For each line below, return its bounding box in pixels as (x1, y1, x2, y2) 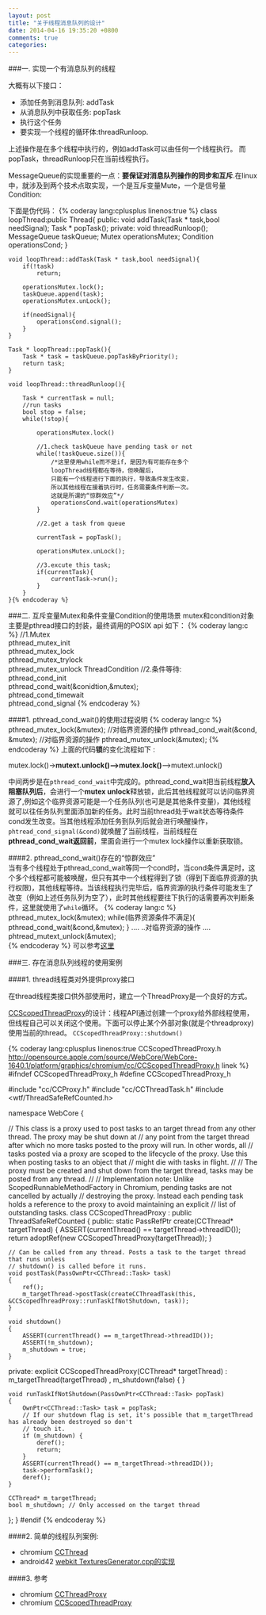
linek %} (221, 1061, 249, 1070)
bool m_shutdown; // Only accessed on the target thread (8, 1502, 200, 1510)
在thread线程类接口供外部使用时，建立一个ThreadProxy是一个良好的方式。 (8, 992, 252, 1001)
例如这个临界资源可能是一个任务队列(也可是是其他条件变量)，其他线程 (24, 797, 252, 806)
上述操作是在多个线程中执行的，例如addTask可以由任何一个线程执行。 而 (8, 144, 246, 154)
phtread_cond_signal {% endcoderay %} (8, 698, 141, 708)
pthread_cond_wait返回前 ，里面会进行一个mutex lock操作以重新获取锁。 (8, 836, 248, 846)
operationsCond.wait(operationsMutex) (50, 499, 179, 507)
